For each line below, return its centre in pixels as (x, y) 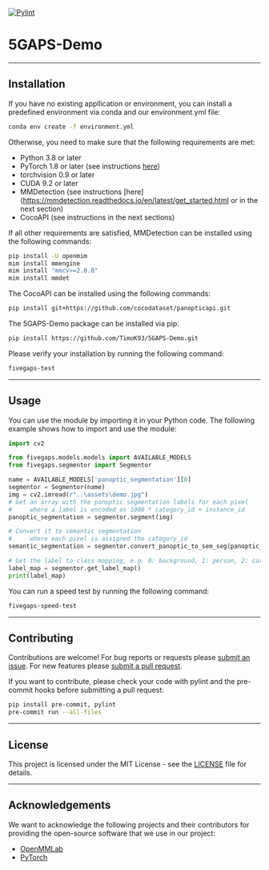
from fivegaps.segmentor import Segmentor (80, 465)
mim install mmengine (44, 263)
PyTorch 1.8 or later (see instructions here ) (90, 166)
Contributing (41, 638)
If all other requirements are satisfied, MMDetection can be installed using (130, 233)
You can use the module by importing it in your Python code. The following (131, 420)
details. (20, 772)
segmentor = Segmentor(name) (57, 488)
